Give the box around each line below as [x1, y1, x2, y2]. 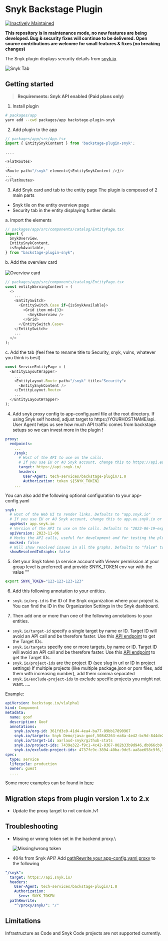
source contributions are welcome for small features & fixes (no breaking [5, 40, 160, 46]
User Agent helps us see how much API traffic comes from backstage [12, 421, 156, 428]
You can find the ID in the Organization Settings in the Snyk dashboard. [12, 603, 159, 609]
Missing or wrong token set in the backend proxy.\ [12, 835, 116, 842]
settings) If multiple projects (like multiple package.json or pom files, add [12, 665, 162, 671]
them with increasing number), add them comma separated [12, 671, 135, 677]
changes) [5, 46, 26, 52]
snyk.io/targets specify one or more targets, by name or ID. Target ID [12, 644, 157, 650]
